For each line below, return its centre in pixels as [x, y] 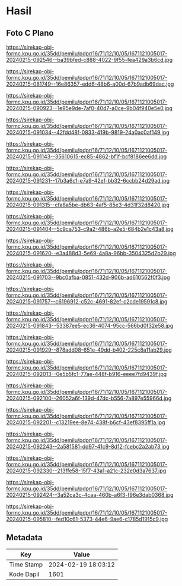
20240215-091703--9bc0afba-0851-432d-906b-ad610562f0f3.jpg [88, 277]
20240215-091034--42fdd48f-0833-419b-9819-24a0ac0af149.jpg [88, 132]
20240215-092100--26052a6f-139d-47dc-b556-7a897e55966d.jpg [89, 398]
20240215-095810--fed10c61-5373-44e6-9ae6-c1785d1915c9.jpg [87, 519]
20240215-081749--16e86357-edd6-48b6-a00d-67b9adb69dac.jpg [90, 84]
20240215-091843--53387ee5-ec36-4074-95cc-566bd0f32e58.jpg [90, 326]
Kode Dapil [24, 574]
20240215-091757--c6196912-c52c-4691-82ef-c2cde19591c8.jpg [87, 301]
